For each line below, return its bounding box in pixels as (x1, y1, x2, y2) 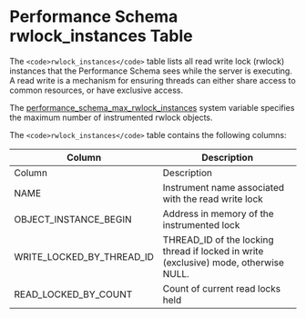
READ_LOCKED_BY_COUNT (14, 288, 133, 301)
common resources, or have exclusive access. (9, 84, 184, 95)
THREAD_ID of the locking (162, 234, 274, 246)
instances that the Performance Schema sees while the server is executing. (9, 65, 293, 76)
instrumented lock (162, 218, 240, 231)
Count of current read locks (162, 282, 280, 294)
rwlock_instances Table (9, 25, 193, 46)
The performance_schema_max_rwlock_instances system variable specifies (9, 102, 295, 113)
